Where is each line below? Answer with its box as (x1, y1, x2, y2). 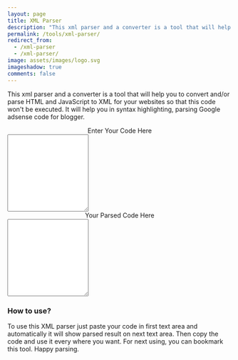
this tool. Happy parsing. (7, 345, 80, 354)
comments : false (7, 70, 56, 77)
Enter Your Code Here (88, 126, 152, 135)
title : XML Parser (7, 17, 62, 24)
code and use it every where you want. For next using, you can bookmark (7, 337, 224, 346)
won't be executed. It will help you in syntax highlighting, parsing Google (7, 105, 221, 113)
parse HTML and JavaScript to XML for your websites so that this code (7, 97, 216, 106)
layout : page (7, 10, 46, 18)
